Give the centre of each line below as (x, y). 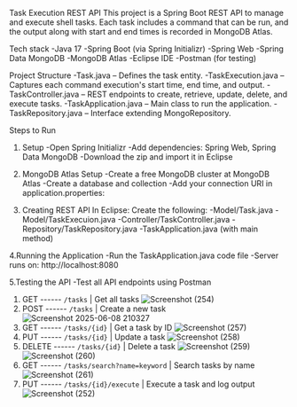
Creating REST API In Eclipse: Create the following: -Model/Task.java (147, 210)
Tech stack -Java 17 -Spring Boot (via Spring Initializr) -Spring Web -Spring (146, 49)
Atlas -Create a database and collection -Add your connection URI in (147, 184)
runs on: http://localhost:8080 (64, 265)
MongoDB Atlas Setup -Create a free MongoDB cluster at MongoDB (146, 174)
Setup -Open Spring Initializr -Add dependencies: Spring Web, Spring (149, 147)
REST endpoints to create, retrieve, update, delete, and (188, 94)
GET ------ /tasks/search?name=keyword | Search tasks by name (138, 365)
